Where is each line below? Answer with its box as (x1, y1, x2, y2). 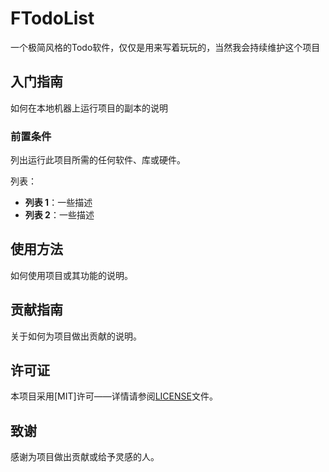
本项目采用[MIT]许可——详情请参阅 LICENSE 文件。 (10, 390, 218, 402)
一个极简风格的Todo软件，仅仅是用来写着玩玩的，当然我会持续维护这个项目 (10, 41, 321, 53)
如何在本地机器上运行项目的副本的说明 (10, 102, 168, 114)
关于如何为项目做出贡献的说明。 (10, 330, 142, 342)
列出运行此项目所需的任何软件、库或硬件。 (10, 154, 186, 166)
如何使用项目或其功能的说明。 (10, 269, 133, 281)
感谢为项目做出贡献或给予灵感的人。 (10, 451, 160, 463)
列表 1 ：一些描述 (24, 197, 93, 209)
